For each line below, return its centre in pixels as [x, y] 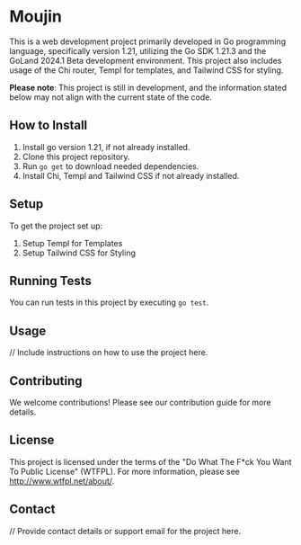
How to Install [49, 125]
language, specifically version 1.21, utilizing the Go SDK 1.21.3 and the [138, 50]
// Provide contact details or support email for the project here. [125, 531]
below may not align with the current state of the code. [111, 97]
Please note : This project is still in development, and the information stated [148, 87]
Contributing [46, 381]
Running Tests [50, 281]
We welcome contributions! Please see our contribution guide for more [140, 402]
